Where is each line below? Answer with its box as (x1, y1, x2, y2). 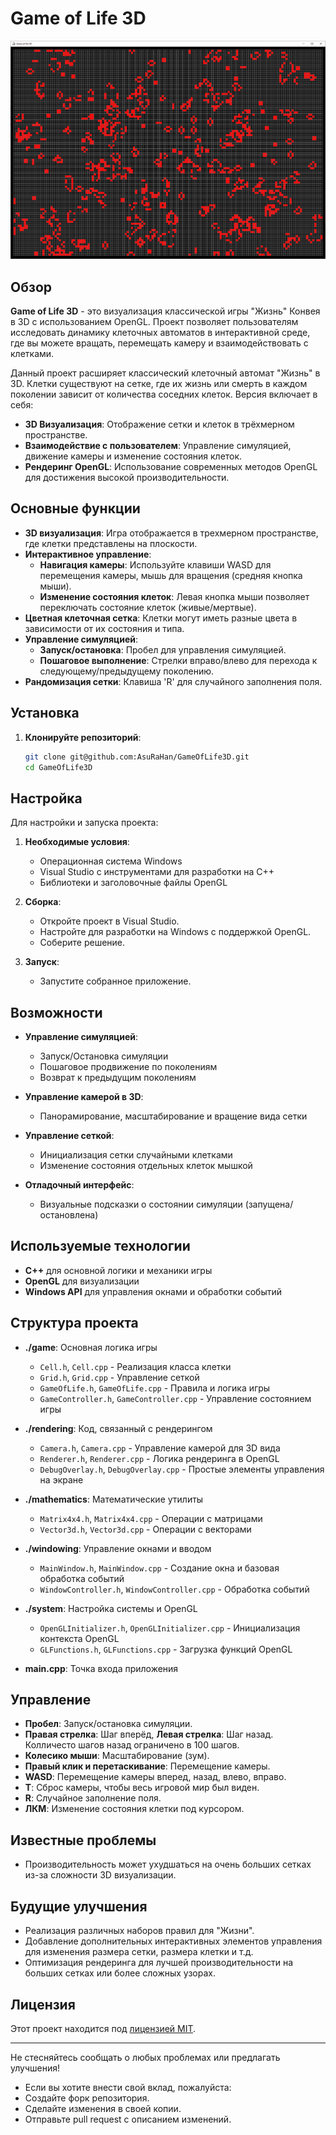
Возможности (10, 1004, 103, 1021)
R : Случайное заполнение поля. (24, 1792, 162, 1804)
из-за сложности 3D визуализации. (24, 1869, 177, 1881)
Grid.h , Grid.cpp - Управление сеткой (39, 1371, 200, 1383)
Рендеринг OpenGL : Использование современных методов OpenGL (24, 461, 318, 473)
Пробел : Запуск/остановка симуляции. (24, 1718, 193, 1730)
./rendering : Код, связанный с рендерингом (24, 1422, 213, 1434)
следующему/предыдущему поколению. (39, 665, 215, 677)
